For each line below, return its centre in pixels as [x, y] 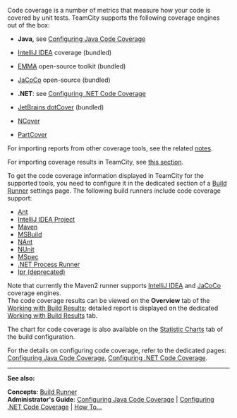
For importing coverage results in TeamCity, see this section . [96, 162]
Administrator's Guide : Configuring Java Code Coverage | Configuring [111, 399]
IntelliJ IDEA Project [46, 219]
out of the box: [29, 25]
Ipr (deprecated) [41, 272]
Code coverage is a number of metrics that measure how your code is [109, 10]
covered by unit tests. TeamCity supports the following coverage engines [114, 18]
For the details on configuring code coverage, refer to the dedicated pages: [117, 350]
